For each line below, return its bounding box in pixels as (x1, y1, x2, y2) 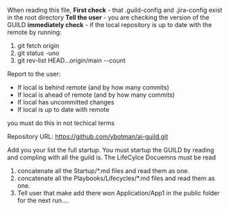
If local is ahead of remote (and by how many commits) (17, 90, 176, 99)
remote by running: (7, 28, 62, 36)
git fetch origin (17, 42, 60, 49)
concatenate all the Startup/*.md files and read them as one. (17, 167, 189, 175)
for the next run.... (17, 196, 69, 204)
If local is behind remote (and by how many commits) (17, 83, 170, 91)
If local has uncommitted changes (17, 98, 114, 106)
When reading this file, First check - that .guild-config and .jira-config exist (7, 6, 223, 14)
